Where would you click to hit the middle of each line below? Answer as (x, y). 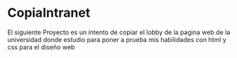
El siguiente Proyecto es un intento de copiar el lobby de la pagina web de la (119, 32)
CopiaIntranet (49, 13)
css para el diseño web (41, 47)
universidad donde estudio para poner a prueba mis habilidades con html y (117, 39)
